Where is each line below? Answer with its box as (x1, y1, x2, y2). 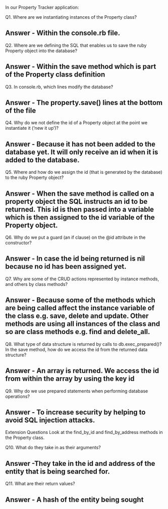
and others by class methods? (5, 281, 68, 287)
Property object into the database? (5, 48, 77, 54)
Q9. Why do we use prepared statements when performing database (5, 388, 148, 394)
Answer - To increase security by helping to (5, 408, 146, 416)
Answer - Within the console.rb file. (5, 29, 120, 38)
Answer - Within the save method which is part (5, 62, 156, 71)
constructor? (5, 240, 32, 246)
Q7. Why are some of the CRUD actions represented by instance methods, (5, 276, 159, 282)
